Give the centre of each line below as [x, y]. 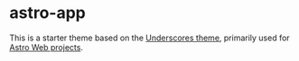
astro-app [47, 13]
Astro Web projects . [47, 47]
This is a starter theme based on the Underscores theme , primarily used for [150, 38]
